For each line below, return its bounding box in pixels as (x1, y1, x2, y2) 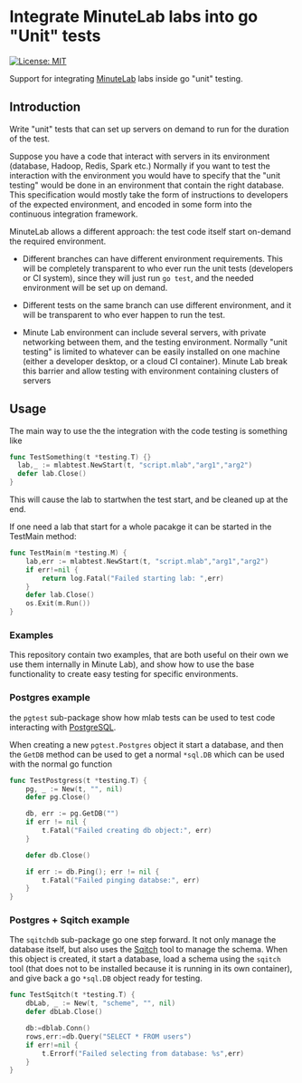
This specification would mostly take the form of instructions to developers (9, 189, 288, 200)
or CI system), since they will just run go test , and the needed (22, 272, 255, 283)
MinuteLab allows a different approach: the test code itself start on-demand (9, 226, 292, 237)
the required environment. (9, 236, 107, 247)
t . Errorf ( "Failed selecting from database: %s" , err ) (42, 1049, 245, 1058)
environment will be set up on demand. (22, 282, 168, 293)
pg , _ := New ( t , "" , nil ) (25, 784, 124, 794)
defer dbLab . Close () (25, 1008, 103, 1017)
